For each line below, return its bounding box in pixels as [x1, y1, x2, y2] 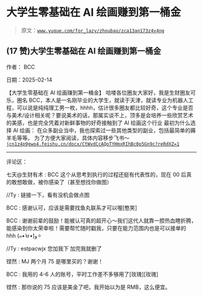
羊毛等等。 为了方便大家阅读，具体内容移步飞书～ [6, 134, 130, 141]
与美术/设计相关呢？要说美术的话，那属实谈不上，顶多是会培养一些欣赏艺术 [6, 111, 194, 118]
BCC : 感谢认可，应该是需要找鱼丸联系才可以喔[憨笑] [6, 204, 137, 211]
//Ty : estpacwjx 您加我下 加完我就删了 [6, 245, 102, 252]
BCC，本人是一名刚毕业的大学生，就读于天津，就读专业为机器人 [28, 96, 188, 103]
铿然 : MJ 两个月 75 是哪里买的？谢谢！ [6, 257, 104, 265]
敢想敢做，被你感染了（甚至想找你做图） [11, 178, 112, 185]
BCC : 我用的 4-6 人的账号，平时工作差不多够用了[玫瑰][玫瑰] [6, 270, 158, 278]
